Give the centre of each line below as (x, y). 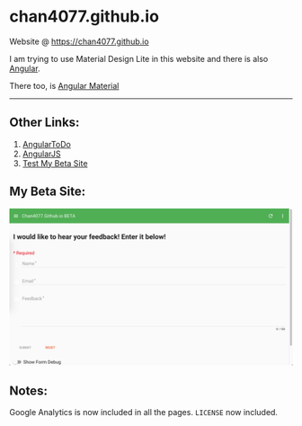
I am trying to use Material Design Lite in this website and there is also (139, 58)
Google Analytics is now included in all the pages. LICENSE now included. (144, 412)
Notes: (28, 390)
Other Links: (44, 123)
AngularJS (41, 154)
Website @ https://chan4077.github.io (80, 41)
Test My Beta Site (55, 163)
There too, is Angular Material (64, 85)
